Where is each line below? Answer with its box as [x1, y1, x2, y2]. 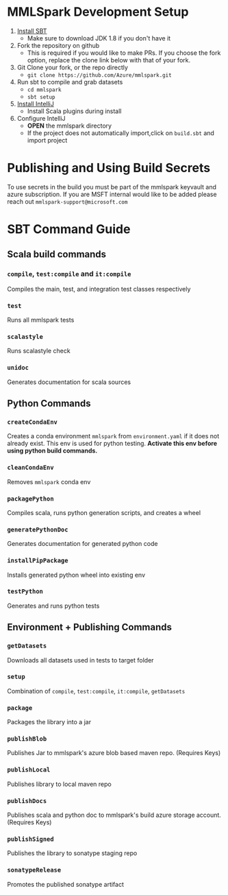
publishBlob [7, 735, 47, 743]
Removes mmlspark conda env [7, 477, 91, 486]
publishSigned [7, 835, 54, 843]
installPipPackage [7, 557, 68, 564]
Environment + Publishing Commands [7, 621, 173, 633]
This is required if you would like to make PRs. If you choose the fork [27, 49, 221, 57]
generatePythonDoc [7, 525, 68, 534]
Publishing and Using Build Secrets [7, 160, 211, 176]
